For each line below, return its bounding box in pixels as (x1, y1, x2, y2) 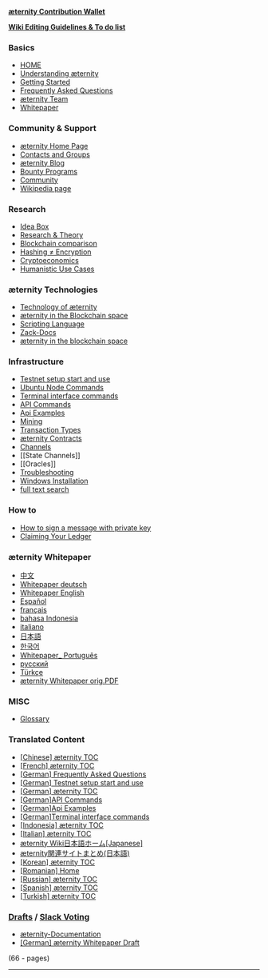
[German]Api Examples (19, 803, 97, 812)
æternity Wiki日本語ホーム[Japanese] (19, 838, 144, 848)
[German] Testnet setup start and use (19, 777, 144, 787)
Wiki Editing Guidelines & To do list (8, 22, 126, 31)
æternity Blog (19, 158, 65, 167)
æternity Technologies (8, 284, 98, 295)
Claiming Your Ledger (19, 531, 92, 541)
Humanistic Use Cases (19, 264, 95, 273)
